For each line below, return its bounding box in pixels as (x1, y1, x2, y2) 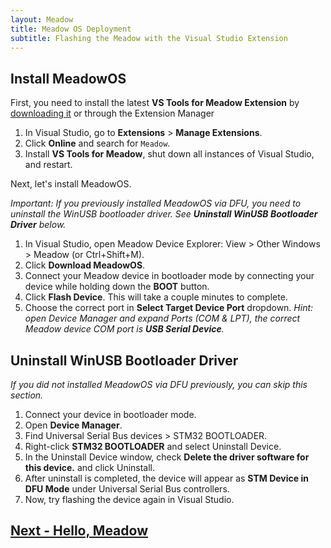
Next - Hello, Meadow (10, 522, 148, 540)
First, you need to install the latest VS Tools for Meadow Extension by (10, 97, 300, 109)
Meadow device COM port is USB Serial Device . (24, 323, 225, 335)
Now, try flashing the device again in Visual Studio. (24, 494, 235, 505)
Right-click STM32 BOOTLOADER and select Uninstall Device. (24, 441, 282, 452)
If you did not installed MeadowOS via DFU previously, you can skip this (10, 379, 308, 390)
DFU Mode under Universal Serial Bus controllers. (24, 483, 230, 495)
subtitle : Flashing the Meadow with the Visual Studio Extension (10, 33, 288, 43)
